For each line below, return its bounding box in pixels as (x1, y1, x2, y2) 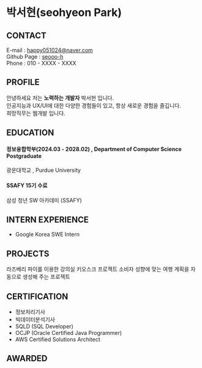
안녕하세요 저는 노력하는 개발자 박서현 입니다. (6, 94, 114, 101)
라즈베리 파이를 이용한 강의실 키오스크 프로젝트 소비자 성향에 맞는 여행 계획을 (6, 265, 190, 273)
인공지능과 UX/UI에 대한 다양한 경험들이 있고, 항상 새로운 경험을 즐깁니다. (6, 101, 182, 109)
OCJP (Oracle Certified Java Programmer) (15, 329, 122, 337)
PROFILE (6, 77, 40, 87)
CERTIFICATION (6, 291, 69, 301)
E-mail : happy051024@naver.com (6, 46, 93, 54)
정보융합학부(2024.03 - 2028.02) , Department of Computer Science (6, 145, 182, 153)
